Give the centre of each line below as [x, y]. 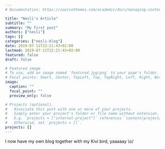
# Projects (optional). [29, 104]
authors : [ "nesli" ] [25, 32]
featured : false [22, 55]
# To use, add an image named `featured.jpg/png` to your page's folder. [82, 73]
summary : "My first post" [31, 27]
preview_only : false [30, 96]
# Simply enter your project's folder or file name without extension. [82, 114]
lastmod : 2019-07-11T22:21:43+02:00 [42, 50]
